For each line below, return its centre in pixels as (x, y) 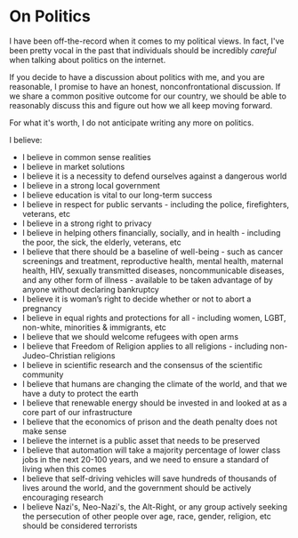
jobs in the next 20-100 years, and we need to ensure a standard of (145, 459)
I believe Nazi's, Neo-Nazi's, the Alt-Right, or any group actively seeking (154, 506)
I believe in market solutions (73, 166)
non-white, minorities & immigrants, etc (94, 327)
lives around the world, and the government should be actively (137, 487)
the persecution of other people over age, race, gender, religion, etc (146, 516)
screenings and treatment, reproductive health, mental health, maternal (153, 261)
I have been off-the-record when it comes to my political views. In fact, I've (147, 41)
